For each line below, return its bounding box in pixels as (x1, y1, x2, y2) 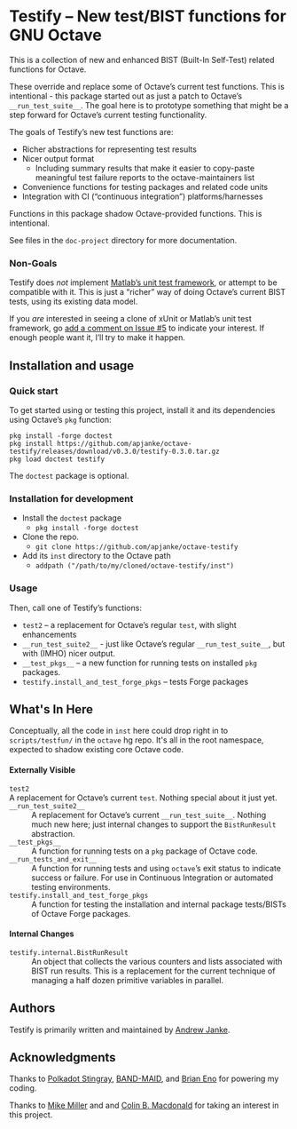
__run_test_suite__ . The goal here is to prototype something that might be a (9, 99, 289, 110)
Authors (9, 1001, 56, 1016)
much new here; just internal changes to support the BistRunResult (31, 819, 277, 830)
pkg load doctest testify (9, 455, 105, 464)
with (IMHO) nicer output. (21, 648, 115, 658)
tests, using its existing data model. (9, 296, 138, 307)
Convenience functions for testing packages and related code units (21, 181, 269, 192)
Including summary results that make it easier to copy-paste (35, 163, 255, 173)
